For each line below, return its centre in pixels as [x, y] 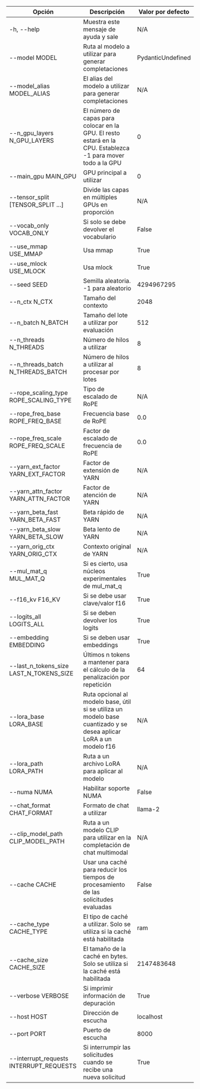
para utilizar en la [107, 837]
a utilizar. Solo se [107, 924]
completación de [107, 845]
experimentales [105, 579]
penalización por [106, 677]
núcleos [94, 571]
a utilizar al [98, 364]
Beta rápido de [104, 512]
